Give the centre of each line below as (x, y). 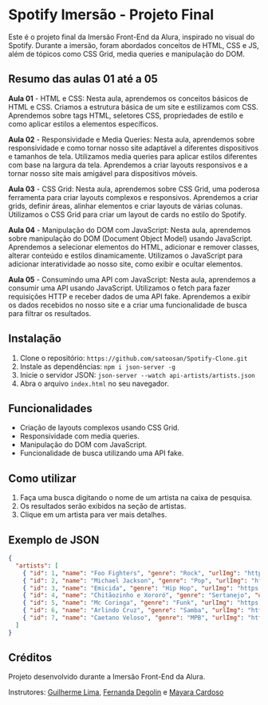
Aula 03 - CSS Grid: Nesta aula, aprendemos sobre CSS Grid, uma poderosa (134, 189)
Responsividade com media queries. (79, 436)
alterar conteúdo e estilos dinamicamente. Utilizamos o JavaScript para (126, 255)
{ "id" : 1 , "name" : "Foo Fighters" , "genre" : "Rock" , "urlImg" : (132, 573)
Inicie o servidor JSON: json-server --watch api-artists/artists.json (137, 375)
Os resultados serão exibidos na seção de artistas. (103, 507)
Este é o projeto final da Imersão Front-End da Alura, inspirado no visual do (132, 37)
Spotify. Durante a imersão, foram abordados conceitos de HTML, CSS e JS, (134, 45)
